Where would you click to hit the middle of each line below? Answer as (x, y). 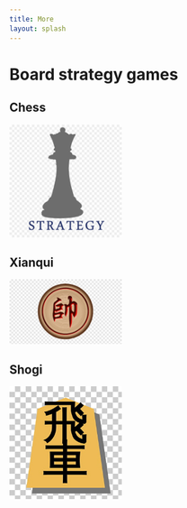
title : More (31, 19)
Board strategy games (94, 74)
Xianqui (31, 262)
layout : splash (38, 28)
